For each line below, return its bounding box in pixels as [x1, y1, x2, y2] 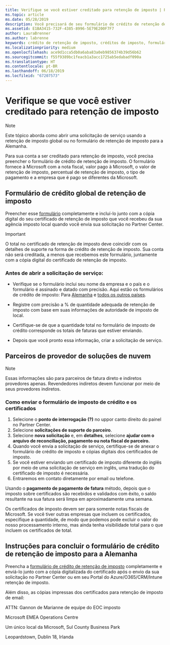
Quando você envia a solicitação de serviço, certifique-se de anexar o [12, 443, 159, 449]
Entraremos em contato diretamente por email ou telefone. [12, 476, 135, 482]
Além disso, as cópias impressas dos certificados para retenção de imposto [5, 589, 163, 595]
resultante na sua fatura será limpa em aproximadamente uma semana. [5, 496, 153, 502]
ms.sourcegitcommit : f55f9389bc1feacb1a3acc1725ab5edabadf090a [5, 54, 142, 60]
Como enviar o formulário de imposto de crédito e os [5, 398, 137, 405]
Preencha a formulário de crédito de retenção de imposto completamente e [5, 563, 162, 569]
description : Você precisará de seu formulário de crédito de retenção [5, 21, 159, 27]
